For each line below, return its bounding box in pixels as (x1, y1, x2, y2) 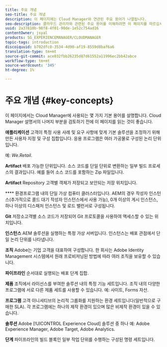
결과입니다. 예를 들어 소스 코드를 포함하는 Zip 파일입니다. (14, 169, 124, 175)
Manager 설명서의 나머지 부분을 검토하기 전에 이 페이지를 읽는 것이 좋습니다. (5, 118, 153, 125)
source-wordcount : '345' (5, 63, 57, 68)
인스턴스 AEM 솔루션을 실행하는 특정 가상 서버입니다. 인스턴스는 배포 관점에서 (5, 230, 156, 236)
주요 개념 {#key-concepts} (5, 95, 114, 106)
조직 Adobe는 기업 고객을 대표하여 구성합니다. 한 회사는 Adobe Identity (5, 247, 144, 253)
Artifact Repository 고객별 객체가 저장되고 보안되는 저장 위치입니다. (5, 179, 138, 185)
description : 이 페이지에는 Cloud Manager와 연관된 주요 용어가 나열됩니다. (5, 16, 147, 21)
